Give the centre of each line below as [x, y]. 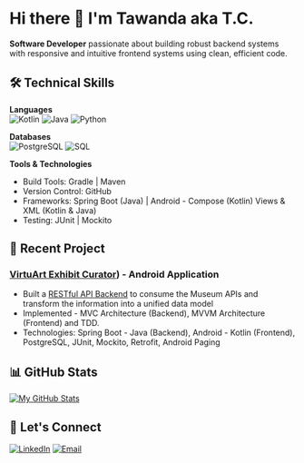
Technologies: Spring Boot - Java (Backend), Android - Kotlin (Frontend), [159, 333]
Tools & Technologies [51, 163]
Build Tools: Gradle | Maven [74, 182]
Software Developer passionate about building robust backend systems [144, 44]
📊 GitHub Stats [54, 372]
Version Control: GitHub [67, 191]
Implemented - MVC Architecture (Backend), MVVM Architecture [144, 313]
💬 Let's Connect [55, 427]
